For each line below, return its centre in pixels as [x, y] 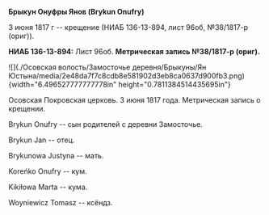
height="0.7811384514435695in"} [175, 84]
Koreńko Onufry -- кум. [48, 171]
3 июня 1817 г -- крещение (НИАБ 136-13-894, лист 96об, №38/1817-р [128, 27]
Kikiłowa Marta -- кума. [48, 187]
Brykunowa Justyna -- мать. [56, 156]
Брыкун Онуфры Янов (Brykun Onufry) [76, 12]
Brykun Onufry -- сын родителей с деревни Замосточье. [106, 124]
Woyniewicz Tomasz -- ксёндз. [61, 202]
